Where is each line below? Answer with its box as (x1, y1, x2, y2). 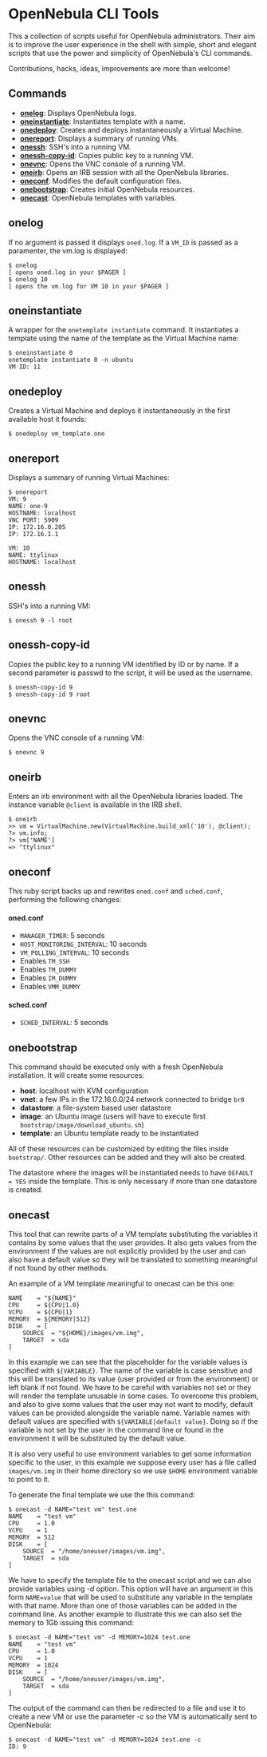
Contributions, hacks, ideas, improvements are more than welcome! (8, 63, 230, 73)
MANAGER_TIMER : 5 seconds (19, 931, 105, 940)
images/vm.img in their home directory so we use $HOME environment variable (8, 1466, 257, 1476)
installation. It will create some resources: (8, 1071, 145, 1080)
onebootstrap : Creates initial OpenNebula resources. (19, 185, 195, 194)
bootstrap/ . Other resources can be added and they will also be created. (8, 1152, 247, 1163)
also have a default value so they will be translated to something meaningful (8, 1255, 257, 1265)
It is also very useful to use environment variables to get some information (8, 1449, 252, 1459)
